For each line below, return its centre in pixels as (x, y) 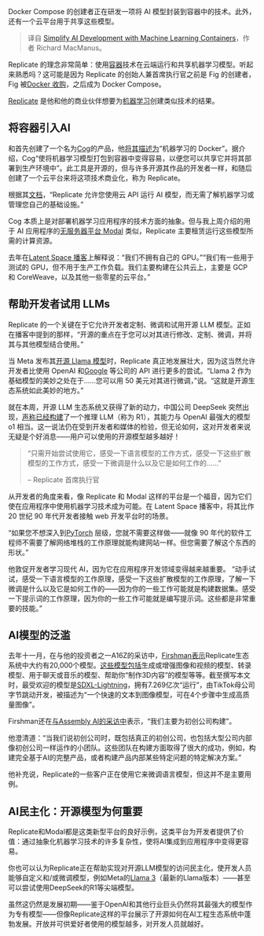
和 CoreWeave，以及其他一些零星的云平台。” (79, 276)
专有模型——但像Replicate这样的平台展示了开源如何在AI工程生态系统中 (130, 914)
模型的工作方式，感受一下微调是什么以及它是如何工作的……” (124, 463)
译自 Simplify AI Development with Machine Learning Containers (132, 38)
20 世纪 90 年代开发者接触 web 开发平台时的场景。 (90, 516)
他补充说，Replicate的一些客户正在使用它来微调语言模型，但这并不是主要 (126, 774)
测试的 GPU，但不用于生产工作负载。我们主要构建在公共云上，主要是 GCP (128, 267)
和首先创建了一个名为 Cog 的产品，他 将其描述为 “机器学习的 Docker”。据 (124, 148)
